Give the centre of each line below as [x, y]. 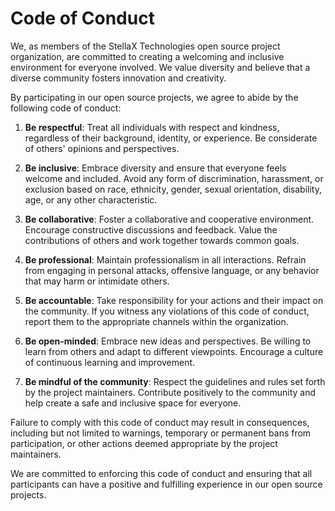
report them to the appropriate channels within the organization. [156, 321]
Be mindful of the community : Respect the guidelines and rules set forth [175, 381]
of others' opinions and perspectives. [102, 148]
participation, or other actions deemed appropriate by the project [144, 443]
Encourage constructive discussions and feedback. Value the [151, 229]
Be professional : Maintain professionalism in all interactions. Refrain [165, 259]
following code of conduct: [66, 108]
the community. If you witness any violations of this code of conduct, [167, 311]
